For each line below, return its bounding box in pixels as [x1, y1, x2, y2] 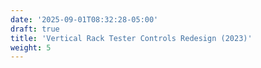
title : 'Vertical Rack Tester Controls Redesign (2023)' [10, 33, 253, 43]
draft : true [10, 24, 60, 34]
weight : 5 [10, 42, 52, 53]
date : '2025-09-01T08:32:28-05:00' [10, 14, 159, 25]
